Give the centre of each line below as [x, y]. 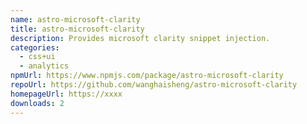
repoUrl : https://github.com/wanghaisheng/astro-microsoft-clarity [154, 85]
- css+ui [37, 57]
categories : [35, 47]
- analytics [44, 66]
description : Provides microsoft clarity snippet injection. [140, 38]
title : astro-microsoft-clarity [77, 29]
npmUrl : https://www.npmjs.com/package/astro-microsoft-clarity [147, 76]
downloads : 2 [37, 103]
